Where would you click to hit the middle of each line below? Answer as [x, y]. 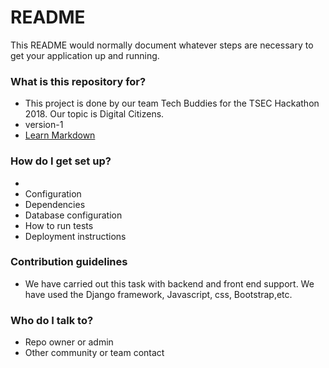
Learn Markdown [60, 135]
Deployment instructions [75, 236]
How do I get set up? [61, 161]
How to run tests [59, 225]
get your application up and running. [85, 55]
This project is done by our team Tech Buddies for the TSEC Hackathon [172, 103]
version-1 [44, 125]
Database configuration [73, 215]
